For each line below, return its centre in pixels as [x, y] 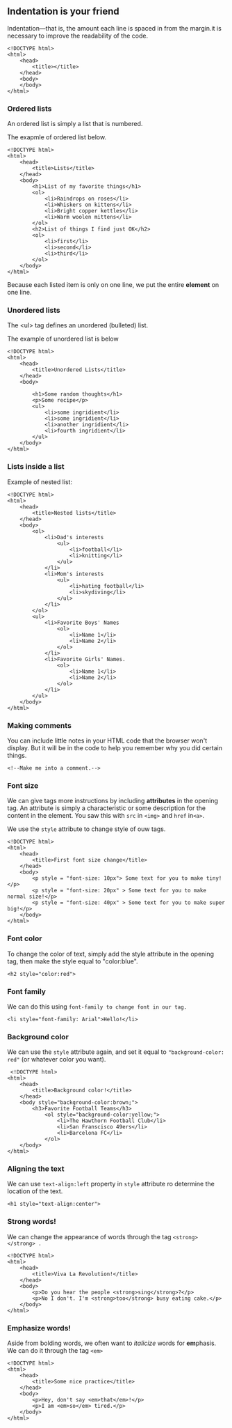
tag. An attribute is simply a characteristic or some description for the [107, 808]
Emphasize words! [39, 1328]
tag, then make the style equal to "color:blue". [73, 961]
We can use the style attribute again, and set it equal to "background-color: [116, 1052]
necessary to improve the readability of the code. [78, 36]
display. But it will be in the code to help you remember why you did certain [115, 748]
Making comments [39, 725]
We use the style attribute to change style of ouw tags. [86, 829]
